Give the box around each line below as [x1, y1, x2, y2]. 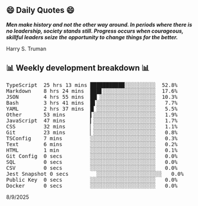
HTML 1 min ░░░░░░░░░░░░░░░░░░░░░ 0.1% [6, 147, 178, 153]
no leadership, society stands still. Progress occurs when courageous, [6, 27, 184, 34]
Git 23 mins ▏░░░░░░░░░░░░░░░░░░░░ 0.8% [6, 129, 178, 136]
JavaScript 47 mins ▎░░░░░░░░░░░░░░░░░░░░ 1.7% [6, 117, 178, 124]
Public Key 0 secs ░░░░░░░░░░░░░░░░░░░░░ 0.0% [6, 176, 178, 183]
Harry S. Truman [6, 45, 47, 52]
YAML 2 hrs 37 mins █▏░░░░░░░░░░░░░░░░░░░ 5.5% [6, 105, 178, 112]
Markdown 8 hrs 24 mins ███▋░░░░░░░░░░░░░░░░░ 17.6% [6, 88, 178, 94]
